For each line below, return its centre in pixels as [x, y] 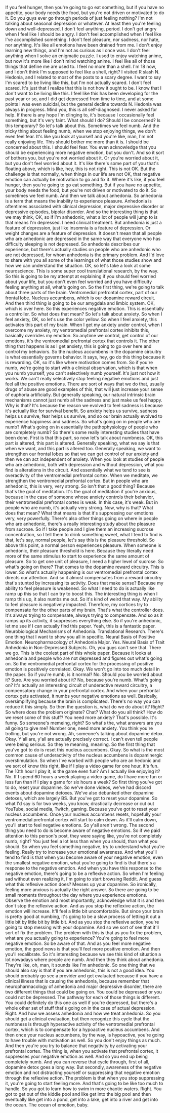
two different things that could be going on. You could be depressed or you [83, 992]
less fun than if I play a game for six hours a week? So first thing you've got [84, 782]
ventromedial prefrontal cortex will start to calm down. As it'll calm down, [81, 820]
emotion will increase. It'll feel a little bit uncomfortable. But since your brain [84, 911]
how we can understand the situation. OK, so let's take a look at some [78, 266]
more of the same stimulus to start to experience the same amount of [77, 556]
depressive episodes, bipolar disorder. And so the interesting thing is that [81, 212]
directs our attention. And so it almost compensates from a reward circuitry [83, 578]
